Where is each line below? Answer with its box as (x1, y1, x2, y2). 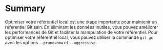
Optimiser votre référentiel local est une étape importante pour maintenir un (5, 19, 157, 25)
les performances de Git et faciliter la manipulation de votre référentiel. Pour (5, 29, 158, 35)
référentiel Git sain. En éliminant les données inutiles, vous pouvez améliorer (5, 24, 159, 30)
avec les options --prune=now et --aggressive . (5, 39, 97, 45)
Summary (5, 3, 45, 14)
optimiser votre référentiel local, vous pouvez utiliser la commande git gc (5, 34, 153, 40)
